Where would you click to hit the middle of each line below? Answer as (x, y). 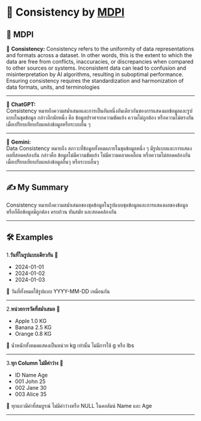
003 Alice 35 (31, 394)
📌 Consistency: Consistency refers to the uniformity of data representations (100, 49)
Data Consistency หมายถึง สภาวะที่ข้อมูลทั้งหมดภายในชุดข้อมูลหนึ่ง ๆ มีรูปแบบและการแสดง (99, 148)
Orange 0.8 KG (33, 333)
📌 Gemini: (19, 142)
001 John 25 (30, 381)
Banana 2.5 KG (33, 327)
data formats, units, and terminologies (53, 87)
